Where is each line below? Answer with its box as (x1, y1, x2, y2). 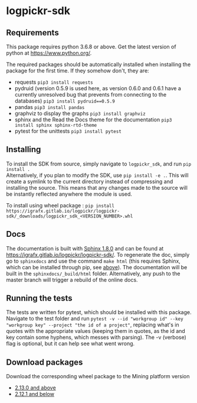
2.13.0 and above (14, 384, 56, 391)
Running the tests (6, 293, 73, 303)
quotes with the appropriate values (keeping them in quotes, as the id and (6, 328, 186, 335)
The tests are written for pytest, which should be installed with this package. (6, 309, 192, 316)
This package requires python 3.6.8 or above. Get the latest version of (6, 43, 176, 50)
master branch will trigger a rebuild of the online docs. (6, 276, 138, 283)
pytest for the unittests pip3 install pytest (14, 128, 122, 134)
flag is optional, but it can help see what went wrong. (6, 340, 135, 347)
